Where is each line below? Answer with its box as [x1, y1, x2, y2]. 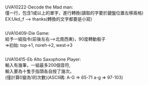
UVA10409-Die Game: [5, 30, 50, 36]
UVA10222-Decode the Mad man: [5, 4, 73, 10]
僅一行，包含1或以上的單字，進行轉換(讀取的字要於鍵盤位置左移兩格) [5, 10, 144, 16]
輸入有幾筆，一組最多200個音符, [5, 62, 71, 68]
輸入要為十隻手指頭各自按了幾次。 [5, 68, 74, 74]
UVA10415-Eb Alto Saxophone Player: [5, 57, 81, 62]
